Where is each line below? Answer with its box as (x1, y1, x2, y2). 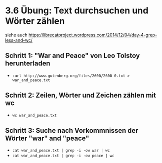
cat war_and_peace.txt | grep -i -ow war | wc (12, 148, 110, 153)
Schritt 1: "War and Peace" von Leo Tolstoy (5, 52, 140, 60)
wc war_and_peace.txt (12, 113, 57, 118)
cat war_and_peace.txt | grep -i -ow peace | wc (12, 154, 115, 159)
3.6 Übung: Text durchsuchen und (5, 5, 149, 16)
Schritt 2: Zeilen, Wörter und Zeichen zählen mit (5, 91, 157, 100)
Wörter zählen (5, 15, 65, 27)
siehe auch (5, 32, 28, 38)
